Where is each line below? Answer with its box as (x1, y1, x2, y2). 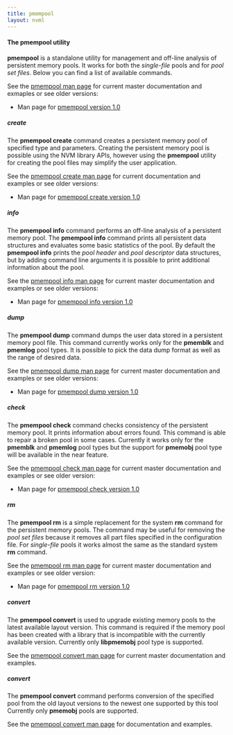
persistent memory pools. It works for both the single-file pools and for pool (7, 60, 224, 70)
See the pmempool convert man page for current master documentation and (7, 651, 226, 659)
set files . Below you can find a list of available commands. (7, 68, 173, 76)
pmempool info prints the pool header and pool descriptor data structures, (7, 248, 221, 257)
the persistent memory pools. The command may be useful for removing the (7, 526, 225, 534)
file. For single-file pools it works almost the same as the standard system (7, 540, 218, 549)
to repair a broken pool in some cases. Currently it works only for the (7, 435, 204, 444)
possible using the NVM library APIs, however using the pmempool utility (7, 151, 216, 159)
